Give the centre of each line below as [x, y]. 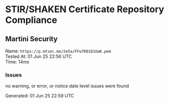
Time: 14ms [17, 62]
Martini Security [31, 39]
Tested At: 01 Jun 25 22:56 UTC [39, 56]
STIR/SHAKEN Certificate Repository [85, 9]
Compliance [31, 20]
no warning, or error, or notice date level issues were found [67, 86]
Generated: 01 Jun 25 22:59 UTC [40, 96]
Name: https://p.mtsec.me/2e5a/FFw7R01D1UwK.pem [58, 51]
